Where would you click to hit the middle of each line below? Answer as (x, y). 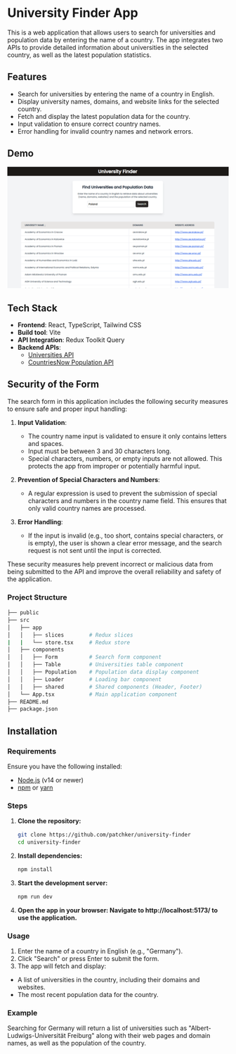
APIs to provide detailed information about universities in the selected (108, 47)
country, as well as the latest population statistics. (79, 55)
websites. (31, 987)
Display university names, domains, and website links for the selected (118, 101)
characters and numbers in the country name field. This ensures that (127, 500)
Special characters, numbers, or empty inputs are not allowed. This (125, 458)
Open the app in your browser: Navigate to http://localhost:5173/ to (118, 910)
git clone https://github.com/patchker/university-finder (104, 835)
